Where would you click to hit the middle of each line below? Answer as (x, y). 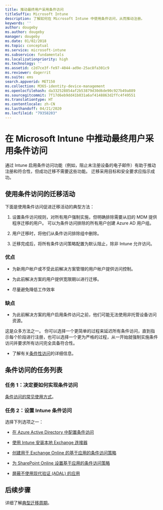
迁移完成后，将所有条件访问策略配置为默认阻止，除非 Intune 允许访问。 (83, 243)
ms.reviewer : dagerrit (28, 73)
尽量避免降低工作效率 (33, 289)
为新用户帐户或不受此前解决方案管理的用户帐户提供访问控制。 (74, 269)
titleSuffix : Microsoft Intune (37, 14)
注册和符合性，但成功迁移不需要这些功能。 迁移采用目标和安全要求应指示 (78, 171)
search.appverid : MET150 (30, 81)
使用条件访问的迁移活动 (40, 194)
